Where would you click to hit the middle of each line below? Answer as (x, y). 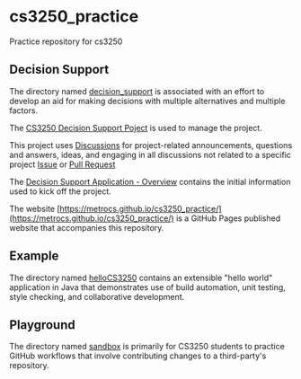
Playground (42, 325)
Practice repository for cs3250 (66, 41)
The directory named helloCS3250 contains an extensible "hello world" (141, 278)
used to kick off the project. (61, 191)
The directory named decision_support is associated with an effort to (137, 91)
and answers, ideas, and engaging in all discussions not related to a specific (150, 154)
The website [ (35, 208)
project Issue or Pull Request (62, 164)
